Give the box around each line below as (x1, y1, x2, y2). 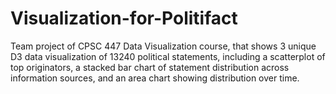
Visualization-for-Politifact (10, 7, 238, 30)
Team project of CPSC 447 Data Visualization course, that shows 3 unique (10, 40, 317, 52)
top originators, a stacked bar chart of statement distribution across (10, 61, 290, 73)
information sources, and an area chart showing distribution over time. (10, 72, 300, 84)
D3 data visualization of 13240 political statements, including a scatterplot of (10, 50, 326, 62)
